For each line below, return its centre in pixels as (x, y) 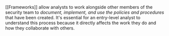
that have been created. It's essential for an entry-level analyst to (73, 18)
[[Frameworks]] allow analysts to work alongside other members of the (79, 7)
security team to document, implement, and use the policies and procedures (85, 12)
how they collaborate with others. (40, 28)
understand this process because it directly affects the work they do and (81, 23)
